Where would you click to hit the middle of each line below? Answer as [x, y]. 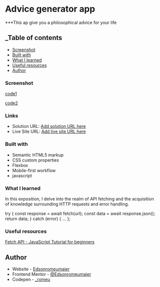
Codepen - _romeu [31, 280]
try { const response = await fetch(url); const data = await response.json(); [80, 213]
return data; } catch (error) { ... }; [38, 219]
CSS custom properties [36, 160]
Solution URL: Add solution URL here [49, 126]
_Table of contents [34, 38]
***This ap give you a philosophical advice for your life [61, 22]
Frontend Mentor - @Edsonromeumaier [51, 274]
